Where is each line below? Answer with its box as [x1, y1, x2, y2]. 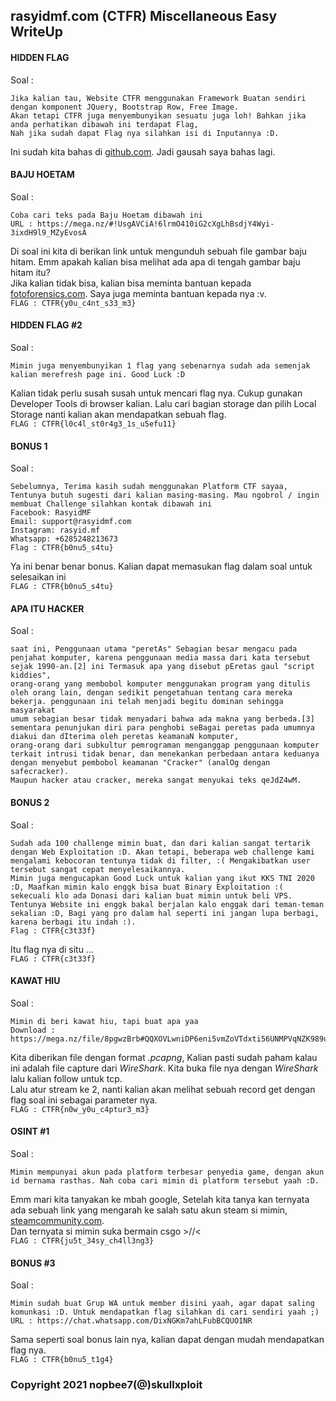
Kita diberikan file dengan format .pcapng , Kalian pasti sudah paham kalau [10, 1051, 318, 1063]
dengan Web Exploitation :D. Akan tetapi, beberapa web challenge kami [10, 847, 315, 857]
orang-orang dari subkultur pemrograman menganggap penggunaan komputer [10, 740, 320, 751]
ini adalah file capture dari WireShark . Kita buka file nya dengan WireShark [10, 1062, 319, 1074]
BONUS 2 [10, 797, 50, 808]
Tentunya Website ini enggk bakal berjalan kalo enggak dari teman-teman [10, 899, 325, 909]
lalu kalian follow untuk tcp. [10, 1072, 123, 1084]
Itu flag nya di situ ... [10, 943, 94, 955]
